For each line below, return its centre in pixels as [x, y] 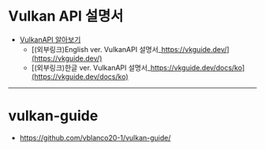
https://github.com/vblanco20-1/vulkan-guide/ [95, 137]
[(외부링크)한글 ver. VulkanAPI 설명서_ [91, 67]
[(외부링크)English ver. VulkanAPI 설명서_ [96, 49]
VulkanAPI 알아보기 [50, 39]
